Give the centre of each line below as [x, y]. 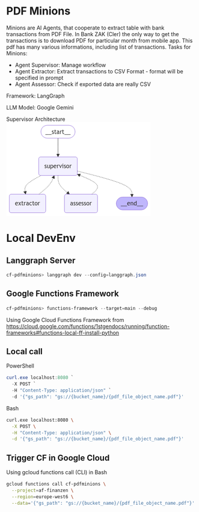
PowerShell [20, 366]
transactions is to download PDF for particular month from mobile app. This [99, 40]
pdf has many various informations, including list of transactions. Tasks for [99, 47]
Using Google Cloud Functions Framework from [65, 319]
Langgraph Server [41, 260]
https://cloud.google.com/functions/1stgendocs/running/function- [88, 326]
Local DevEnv [41, 238]
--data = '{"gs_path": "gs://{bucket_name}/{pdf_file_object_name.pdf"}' [103, 503]
